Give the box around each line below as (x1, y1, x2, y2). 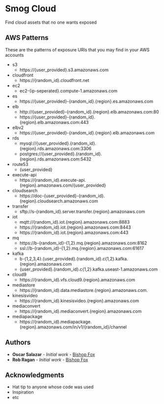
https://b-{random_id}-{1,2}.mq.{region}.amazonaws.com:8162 (19, 240, 147, 246)
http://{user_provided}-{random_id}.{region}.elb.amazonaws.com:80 (19, 109, 159, 115)
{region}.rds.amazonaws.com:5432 (19, 156, 92, 162)
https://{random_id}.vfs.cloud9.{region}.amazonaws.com (19, 277, 136, 283)
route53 (12, 161, 28, 167)
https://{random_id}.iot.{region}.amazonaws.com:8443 (19, 224, 131, 230)
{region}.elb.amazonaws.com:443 (19, 119, 89, 125)
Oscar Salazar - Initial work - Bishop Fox (12, 351, 95, 357)
